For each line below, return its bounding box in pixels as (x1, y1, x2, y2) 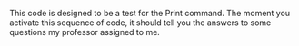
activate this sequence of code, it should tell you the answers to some (9, 17, 272, 28)
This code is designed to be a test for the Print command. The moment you (9, 8, 291, 18)
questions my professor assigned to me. (9, 27, 161, 37)
